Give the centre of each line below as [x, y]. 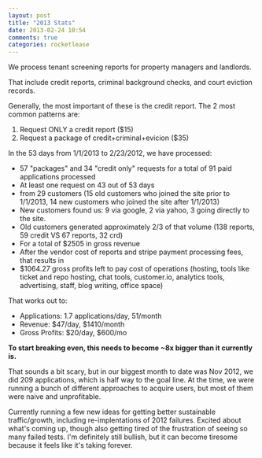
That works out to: [38, 301]
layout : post [30, 15]
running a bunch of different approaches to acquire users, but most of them [131, 388]
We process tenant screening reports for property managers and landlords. [130, 67]
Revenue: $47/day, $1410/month [72, 324]
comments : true [33, 37]
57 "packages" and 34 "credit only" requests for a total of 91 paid [125, 168]
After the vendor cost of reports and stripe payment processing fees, [131, 252]
